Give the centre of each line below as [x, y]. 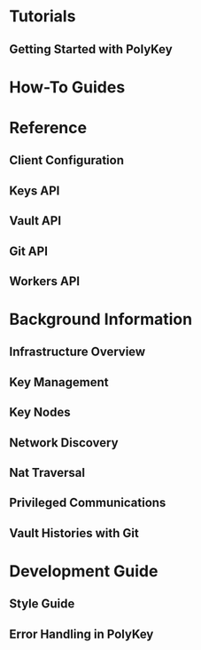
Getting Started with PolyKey [91, 49]
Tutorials [43, 16]
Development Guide [84, 571]
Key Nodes [40, 412]
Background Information [101, 319]
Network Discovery [64, 443]
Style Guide [42, 604]
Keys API [35, 190]
